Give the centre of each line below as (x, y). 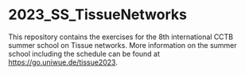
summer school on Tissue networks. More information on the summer (122, 45)
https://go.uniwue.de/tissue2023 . (63, 62)
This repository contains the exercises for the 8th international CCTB (121, 37)
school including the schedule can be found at (84, 53)
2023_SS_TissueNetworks (97, 15)
